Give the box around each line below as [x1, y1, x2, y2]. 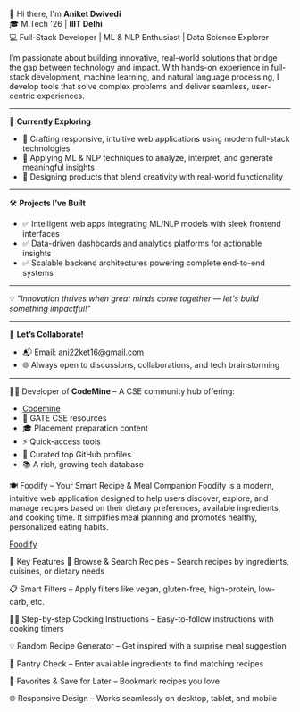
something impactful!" [9, 304, 91, 314]
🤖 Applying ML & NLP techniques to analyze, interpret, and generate [21, 153, 274, 163]
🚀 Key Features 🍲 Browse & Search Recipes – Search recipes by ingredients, [9, 557, 289, 566]
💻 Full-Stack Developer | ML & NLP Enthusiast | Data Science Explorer [9, 32, 270, 42]
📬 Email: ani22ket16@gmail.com [21, 347, 145, 357]
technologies [21, 143, 71, 154]
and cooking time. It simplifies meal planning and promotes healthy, [9, 512, 258, 523]
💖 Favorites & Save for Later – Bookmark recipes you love [9, 675, 221, 686]
